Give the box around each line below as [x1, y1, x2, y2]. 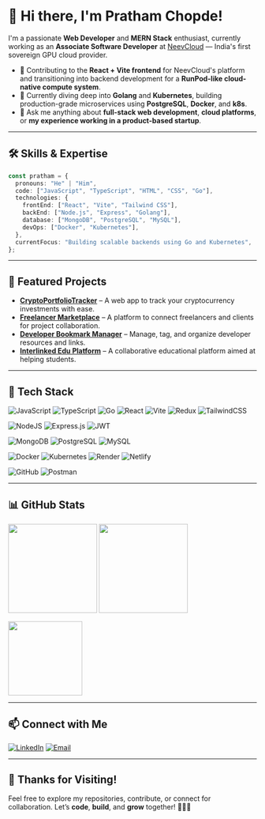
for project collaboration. [19, 321, 101, 330]
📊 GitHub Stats [8, 498, 85, 512]
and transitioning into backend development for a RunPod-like [19, 74, 223, 83]
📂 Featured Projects [8, 274, 107, 288]
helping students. [19, 355, 77, 364]
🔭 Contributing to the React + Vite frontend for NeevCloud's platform [19, 65, 245, 74]
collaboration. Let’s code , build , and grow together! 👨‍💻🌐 [8, 802, 192, 812]
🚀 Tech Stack [8, 385, 74, 398]
